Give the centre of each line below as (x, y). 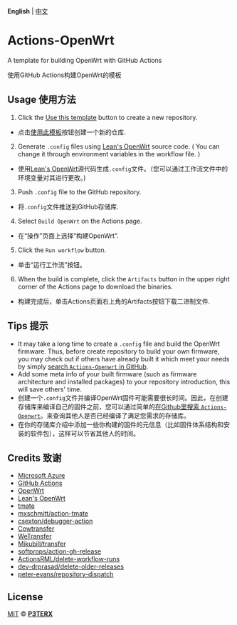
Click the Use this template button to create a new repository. (107, 117)
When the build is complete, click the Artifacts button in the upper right (123, 279)
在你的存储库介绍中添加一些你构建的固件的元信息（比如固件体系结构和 (121, 424)
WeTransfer (35, 536)
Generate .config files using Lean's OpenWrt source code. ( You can (118, 146)
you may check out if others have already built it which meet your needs (123, 359)
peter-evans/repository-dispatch (65, 574)
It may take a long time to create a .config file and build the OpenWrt (119, 344)
